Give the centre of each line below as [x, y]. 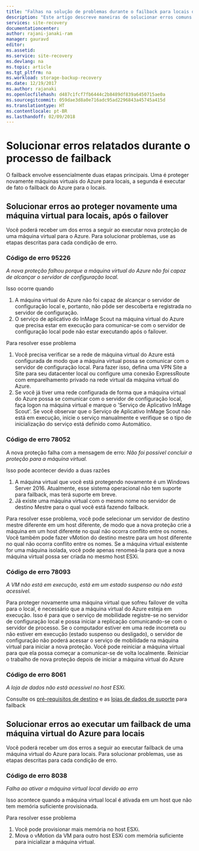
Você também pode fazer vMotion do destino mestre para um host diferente [99, 537]
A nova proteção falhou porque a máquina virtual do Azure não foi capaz [96, 271]
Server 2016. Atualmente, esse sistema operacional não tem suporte [98, 488]
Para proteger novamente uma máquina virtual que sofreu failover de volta [97, 602]
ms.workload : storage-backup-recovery [54, 78]
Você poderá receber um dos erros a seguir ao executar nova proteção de [97, 230]
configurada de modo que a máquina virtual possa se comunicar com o [102, 361]
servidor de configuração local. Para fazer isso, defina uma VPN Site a [101, 367]
